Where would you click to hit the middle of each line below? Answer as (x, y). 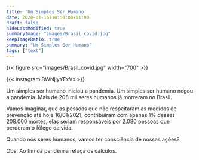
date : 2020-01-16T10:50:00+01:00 (48, 17)
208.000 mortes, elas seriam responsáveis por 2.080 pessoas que (88, 121)
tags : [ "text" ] (25, 51)
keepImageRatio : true (33, 39)
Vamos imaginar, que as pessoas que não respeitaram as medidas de (92, 109)
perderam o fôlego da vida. (39, 127)
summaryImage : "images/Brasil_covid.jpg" (59, 34)
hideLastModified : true (36, 28)
